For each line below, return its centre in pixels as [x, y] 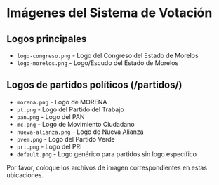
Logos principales [47, 39]
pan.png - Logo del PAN [51, 116]
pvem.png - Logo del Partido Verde [66, 139]
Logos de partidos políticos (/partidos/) [95, 85]
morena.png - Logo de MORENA [62, 102]
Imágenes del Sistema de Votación [109, 13]
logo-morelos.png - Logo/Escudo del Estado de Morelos [98, 63]
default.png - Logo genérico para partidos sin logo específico [107, 154]
